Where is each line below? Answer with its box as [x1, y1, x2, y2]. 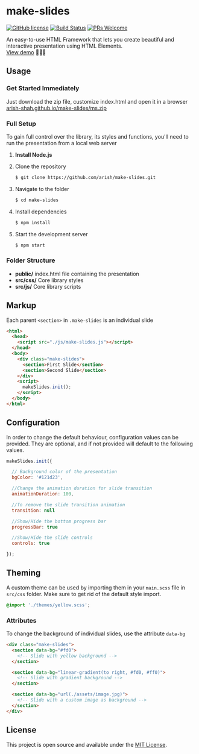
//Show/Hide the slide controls [11, 535, 93, 541]
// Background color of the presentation [11, 469, 118, 475]
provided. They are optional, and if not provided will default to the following [6, 440, 193, 447]
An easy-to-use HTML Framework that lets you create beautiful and [6, 36, 175, 43]
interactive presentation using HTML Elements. [6, 42, 123, 49]
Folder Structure [6, 256, 55, 265]
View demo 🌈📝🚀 [6, 48, 46, 55]
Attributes [6, 616, 37, 624]
